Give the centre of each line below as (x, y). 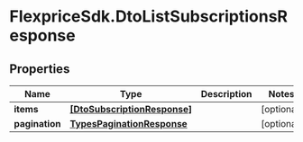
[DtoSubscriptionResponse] (131, 109)
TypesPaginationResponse (129, 124)
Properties (40, 69)
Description (226, 94)
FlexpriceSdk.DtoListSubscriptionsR (149, 17)
